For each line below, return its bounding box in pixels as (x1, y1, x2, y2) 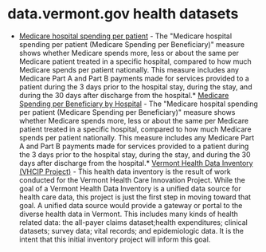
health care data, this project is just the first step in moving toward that (18, 192, 252, 202)
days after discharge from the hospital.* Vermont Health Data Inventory (18, 158, 253, 167)
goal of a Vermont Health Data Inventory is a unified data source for (18, 183, 242, 193)
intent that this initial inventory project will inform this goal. (18, 234, 211, 244)
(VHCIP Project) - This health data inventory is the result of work (18, 167, 232, 176)
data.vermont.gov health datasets (7, 5, 239, 23)
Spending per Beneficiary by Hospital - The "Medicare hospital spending (18, 99, 258, 108)
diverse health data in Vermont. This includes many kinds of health (18, 209, 238, 219)
